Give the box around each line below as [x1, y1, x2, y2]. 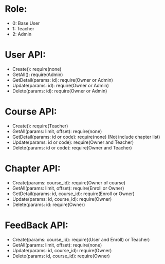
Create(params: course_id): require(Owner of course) [12, 179, 126, 185]
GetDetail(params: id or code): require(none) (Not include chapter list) [12, 134, 160, 140]
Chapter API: [5, 163, 61, 174]
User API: [5, 49, 46, 61]
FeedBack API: [5, 219, 69, 231]
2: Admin [12, 31, 32, 37]
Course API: [5, 106, 57, 118]
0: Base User [12, 20, 40, 26]
